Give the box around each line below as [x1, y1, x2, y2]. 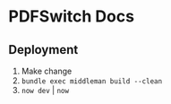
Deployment [8, 42, 79, 57]
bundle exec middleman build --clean [21, 77, 163, 86]
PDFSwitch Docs [8, 6, 135, 27]
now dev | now [21, 85, 69, 95]
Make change [21, 65, 73, 76]
